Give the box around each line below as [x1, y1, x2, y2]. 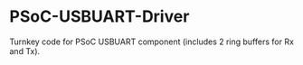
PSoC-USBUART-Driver [9, 6, 190, 27]
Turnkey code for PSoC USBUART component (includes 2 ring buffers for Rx [9, 36, 294, 47]
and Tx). [9, 45, 41, 56]
